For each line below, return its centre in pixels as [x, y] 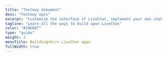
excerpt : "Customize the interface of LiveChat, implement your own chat [84, 19]
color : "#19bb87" [23, 28]
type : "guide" [20, 33]
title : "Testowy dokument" [33, 10]
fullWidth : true [22, 47]
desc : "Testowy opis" [28, 14]
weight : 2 [16, 38]
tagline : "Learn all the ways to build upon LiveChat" [64, 24]
